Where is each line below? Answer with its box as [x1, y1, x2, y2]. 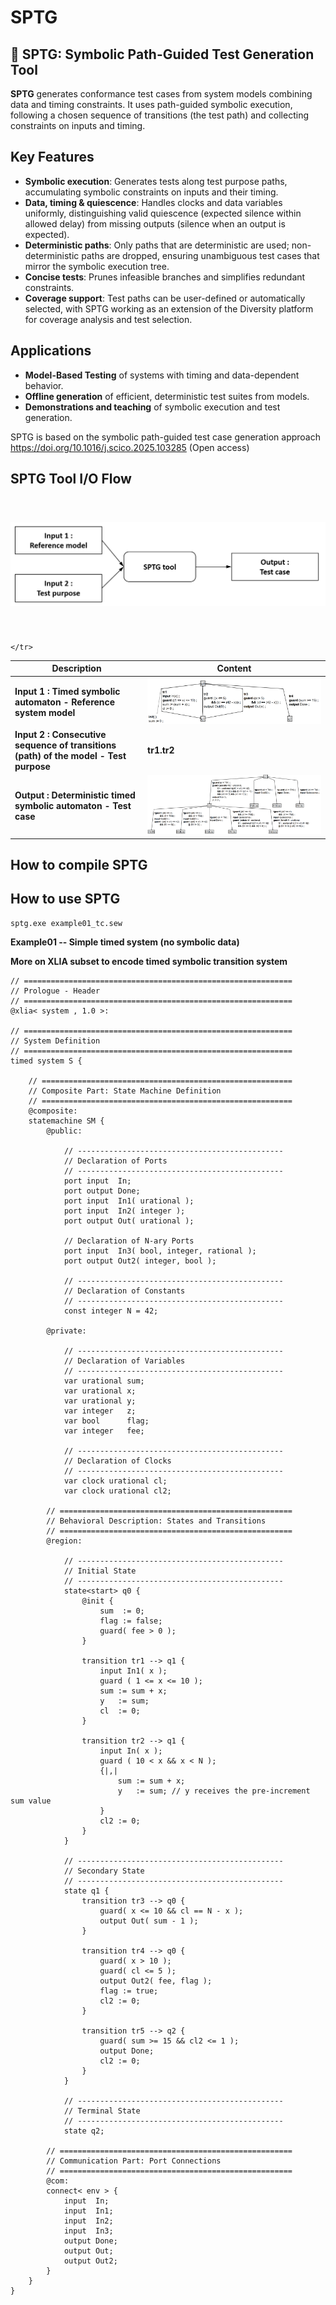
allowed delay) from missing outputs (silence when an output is [24, 217, 286, 230]
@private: [46, 1326, 87, 1336]
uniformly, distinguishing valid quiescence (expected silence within [24, 207, 302, 219]
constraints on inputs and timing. [10, 120, 146, 131]
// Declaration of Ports [63, 1156, 168, 1166]
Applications [10, 342, 92, 360]
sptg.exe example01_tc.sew [10, 918, 123, 928]
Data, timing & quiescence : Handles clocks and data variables [24, 196, 283, 208]
